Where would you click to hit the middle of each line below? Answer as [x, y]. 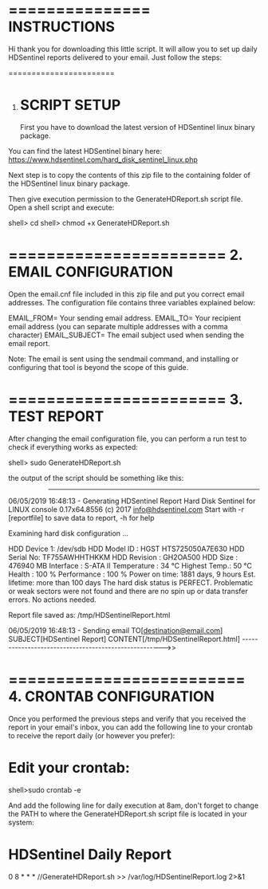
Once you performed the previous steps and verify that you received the [127, 718]
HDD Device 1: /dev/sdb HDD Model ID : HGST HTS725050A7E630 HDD [126, 549]
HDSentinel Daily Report [90, 854]
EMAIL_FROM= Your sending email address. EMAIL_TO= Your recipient [125, 318]
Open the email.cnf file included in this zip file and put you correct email [126, 294]
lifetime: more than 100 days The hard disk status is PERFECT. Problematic [131, 582]
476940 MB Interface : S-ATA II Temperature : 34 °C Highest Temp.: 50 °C [130, 565]
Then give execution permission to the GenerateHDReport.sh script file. [126, 199]
